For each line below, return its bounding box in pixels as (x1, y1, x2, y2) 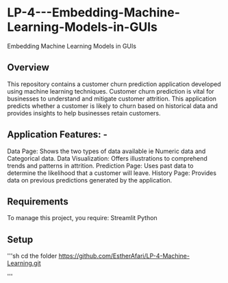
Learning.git (7, 259, 41, 267)
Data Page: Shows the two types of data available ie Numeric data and (7, 147, 206, 155)
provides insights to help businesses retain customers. (7, 109, 161, 117)
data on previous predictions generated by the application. (7, 176, 173, 184)
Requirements (7, 196, 68, 207)
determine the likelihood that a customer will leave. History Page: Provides (7, 169, 217, 177)
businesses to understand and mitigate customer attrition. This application (7, 94, 217, 103)
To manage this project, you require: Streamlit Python (7, 214, 157, 222)
